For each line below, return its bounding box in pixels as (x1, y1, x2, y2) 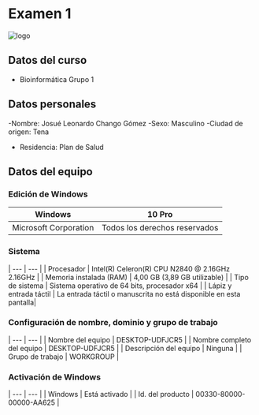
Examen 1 (8, 5, 72, 23)
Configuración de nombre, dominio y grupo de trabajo (8, 317, 218, 328)
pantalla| (8, 297, 37, 307)
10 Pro (146, 209, 173, 220)
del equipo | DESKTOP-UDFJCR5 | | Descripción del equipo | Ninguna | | (8, 343, 242, 353)
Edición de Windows (8, 189, 88, 200)
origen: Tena (8, 127, 50, 136)
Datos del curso (8, 54, 87, 67)
